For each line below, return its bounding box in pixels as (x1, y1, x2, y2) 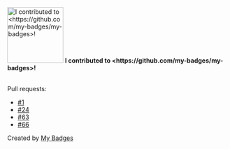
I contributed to (64, 56, 110, 65)
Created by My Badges (7, 134, 73, 142)
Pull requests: (7, 85, 47, 93)
